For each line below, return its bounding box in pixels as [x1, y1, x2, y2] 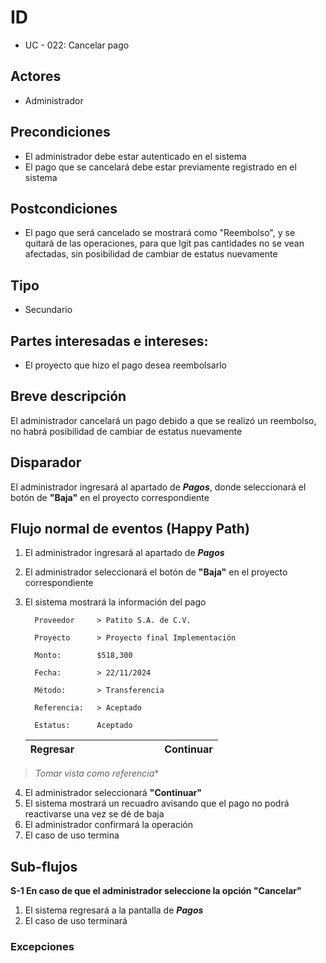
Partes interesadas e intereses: [10, 332, 209, 350]
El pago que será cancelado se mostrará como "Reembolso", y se [24, 227, 296, 239]
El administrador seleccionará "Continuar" [24, 787, 202, 799]
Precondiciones [10, 124, 111, 141]
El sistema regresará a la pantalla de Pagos [24, 904, 204, 916]
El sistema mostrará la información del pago [24, 596, 207, 608]
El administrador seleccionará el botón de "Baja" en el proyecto [24, 566, 288, 578]
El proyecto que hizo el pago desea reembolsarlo [24, 359, 227, 371]
